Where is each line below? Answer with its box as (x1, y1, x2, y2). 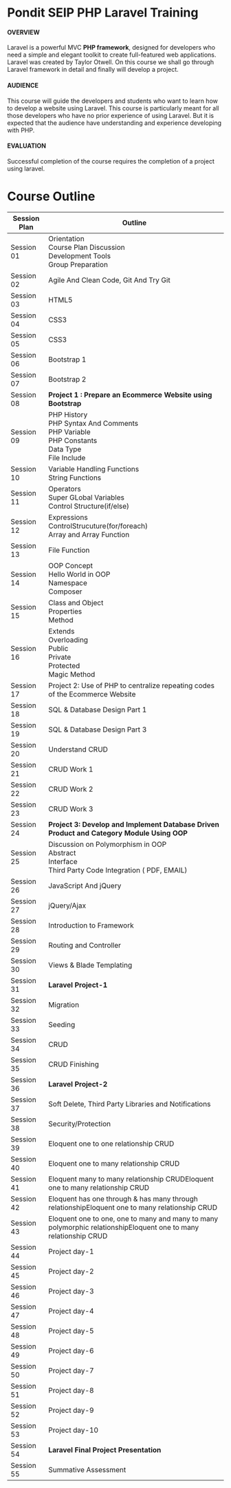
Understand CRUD (47, 744, 109, 754)
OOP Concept (47, 560, 93, 570)
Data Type (47, 444, 82, 453)
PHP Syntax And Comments (47, 418, 139, 428)
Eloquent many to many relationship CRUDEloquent (47, 1174, 214, 1184)
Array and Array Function (47, 529, 130, 539)
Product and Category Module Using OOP (47, 828, 188, 838)
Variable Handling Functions (47, 464, 140, 473)
